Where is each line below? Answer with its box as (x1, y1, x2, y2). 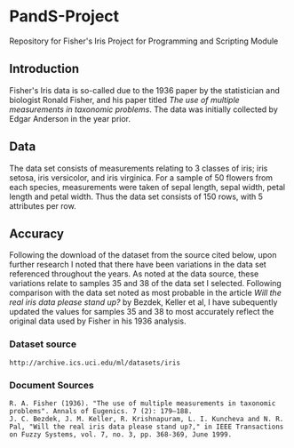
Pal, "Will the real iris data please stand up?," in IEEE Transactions (9, 422, 284, 431)
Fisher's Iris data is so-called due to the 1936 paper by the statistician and (9, 84, 280, 95)
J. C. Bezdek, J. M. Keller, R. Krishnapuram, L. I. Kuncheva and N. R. (9, 414, 284, 423)
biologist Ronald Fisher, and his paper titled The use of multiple (9, 94, 240, 105)
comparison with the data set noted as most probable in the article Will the (9, 287, 282, 299)
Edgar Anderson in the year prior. (9, 113, 131, 124)
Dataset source (9, 338, 77, 350)
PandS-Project (9, 6, 120, 27)
